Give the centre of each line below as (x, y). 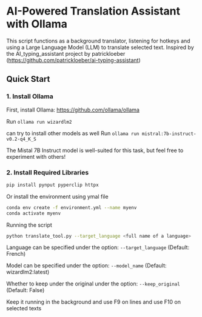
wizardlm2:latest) (28, 272)
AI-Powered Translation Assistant (93, 11)
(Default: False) (25, 290)
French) (16, 254)
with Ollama (37, 24)
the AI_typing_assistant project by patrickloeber (66, 53)
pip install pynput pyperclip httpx (52, 185)
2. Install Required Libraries (48, 172)
